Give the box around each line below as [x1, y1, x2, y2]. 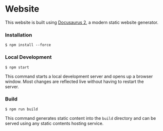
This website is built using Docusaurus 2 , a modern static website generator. [5, 19, 159, 25]
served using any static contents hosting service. [5, 120, 104, 126]
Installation [5, 32, 33, 38]
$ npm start [5, 65, 29, 70]
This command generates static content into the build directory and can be [5, 115, 156, 121]
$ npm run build [5, 107, 38, 112]
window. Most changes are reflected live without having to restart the [5, 79, 144, 84]
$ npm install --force [5, 43, 51, 48]
